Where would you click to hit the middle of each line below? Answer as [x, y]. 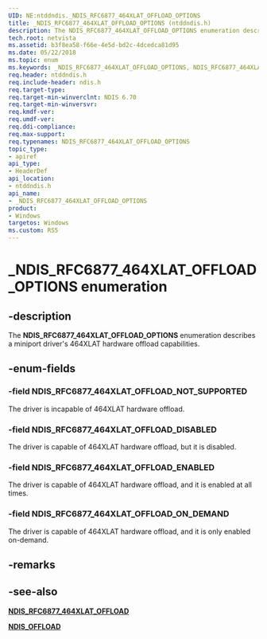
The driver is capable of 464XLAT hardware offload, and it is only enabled [130, 531]
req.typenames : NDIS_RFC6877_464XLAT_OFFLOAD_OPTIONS [99, 141]
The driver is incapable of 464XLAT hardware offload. [97, 409]
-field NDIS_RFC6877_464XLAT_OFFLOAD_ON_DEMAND [119, 514]
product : [23, 208]
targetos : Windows [39, 223]
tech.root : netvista [43, 38]
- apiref [23, 156]
